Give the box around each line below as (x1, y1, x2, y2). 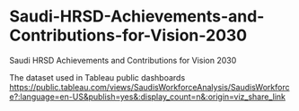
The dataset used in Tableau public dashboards (9, 72, 186, 82)
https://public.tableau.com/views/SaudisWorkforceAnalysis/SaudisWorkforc (9, 81, 290, 92)
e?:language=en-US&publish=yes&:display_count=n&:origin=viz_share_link (9, 91, 286, 102)
